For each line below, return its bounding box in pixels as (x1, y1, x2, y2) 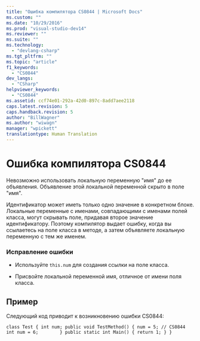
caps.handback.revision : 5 (6, 109, 73, 115)
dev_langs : (6, 75, 33, 81)
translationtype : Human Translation (6, 131, 97, 138)
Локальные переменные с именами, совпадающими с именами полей (6, 207, 188, 214)
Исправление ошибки (6, 248, 73, 256)
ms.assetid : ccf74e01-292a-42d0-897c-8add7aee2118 (6, 98, 135, 103)
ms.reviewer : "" (6, 31, 47, 37)
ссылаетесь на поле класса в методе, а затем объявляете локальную (6, 226, 185, 233)
